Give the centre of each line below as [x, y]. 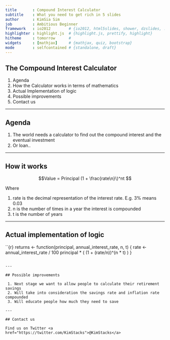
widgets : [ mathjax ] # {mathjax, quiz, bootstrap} [69, 43]
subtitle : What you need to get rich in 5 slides [63, 15]
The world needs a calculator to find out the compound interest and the [87, 135]
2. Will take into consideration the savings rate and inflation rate [83, 293]
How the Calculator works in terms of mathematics [66, 86]
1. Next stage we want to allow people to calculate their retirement [83, 284]
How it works [26, 166]
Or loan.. [22, 145]
